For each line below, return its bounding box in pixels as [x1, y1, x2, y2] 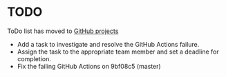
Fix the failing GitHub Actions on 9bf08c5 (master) [17, 62, 161, 70]
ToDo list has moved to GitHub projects [7, 27, 119, 35]
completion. [17, 54, 52, 63]
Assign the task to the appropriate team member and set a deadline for [17, 47, 219, 56]
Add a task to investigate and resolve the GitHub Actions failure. [17, 40, 200, 48]
